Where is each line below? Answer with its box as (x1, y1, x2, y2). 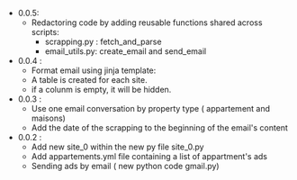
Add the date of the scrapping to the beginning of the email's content (31, 122, 288, 133)
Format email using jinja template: (31, 65, 157, 76)
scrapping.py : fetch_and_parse (44, 36, 162, 47)
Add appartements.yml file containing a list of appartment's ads (31, 151, 268, 161)
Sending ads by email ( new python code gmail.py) (31, 161, 220, 171)
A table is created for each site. (31, 75, 148, 85)
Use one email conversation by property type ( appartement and (31, 103, 271, 113)
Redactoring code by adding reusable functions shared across (31, 17, 263, 28)
